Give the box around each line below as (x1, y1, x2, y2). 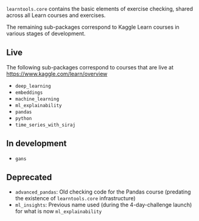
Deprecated (6, 172, 52, 183)
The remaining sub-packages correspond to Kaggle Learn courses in (6, 24, 180, 30)
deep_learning (15, 83, 51, 89)
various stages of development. (6, 30, 86, 37)
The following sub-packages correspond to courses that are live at (6, 63, 173, 71)
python (15, 115, 32, 121)
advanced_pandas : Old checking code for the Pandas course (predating (15, 188, 191, 195)
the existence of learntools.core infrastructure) (15, 195, 136, 202)
